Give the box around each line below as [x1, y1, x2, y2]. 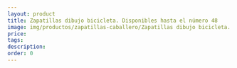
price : [7, 30, 27, 38]
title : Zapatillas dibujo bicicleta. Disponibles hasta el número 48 [7, 17, 218, 24]
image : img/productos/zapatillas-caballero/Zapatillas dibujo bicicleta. [7, 23, 231, 30]
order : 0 [7, 50, 33, 57]
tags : [7, 37, 23, 44]
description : [7, 43, 46, 50]
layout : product [7, 10, 56, 18]
